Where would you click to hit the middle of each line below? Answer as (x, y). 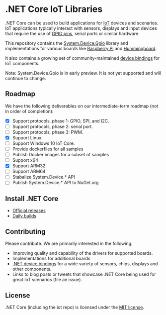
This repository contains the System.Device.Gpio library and (67, 43)
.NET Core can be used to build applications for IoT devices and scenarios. (82, 23)
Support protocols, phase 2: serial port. (52, 126)
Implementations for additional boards (51, 259)
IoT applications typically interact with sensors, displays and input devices (81, 28)
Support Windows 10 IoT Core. (43, 143)
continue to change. (26, 78)
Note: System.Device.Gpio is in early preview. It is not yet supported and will (83, 73)
